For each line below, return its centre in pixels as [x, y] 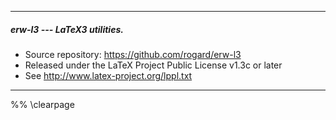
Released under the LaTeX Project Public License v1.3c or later [153, 65]
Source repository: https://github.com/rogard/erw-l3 [133, 54]
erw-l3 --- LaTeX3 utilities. [67, 29]
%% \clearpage [42, 104]
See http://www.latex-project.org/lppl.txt [108, 75]
